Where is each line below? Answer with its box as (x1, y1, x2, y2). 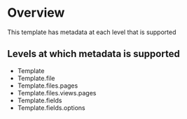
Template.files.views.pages (17, 88, 97, 97)
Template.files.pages (17, 81, 78, 90)
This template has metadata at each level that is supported (7, 28, 176, 36)
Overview (7, 5, 65, 21)
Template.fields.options (17, 103, 85, 112)
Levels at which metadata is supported (7, 48, 180, 60)
